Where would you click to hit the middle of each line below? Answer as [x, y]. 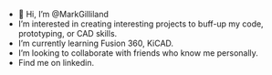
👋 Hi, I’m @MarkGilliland [63, 14]
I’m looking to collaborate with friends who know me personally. [138, 53]
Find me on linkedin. [56, 63]
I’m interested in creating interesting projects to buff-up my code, [141, 24]
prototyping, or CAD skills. [68, 33]
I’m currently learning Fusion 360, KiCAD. [96, 43]
